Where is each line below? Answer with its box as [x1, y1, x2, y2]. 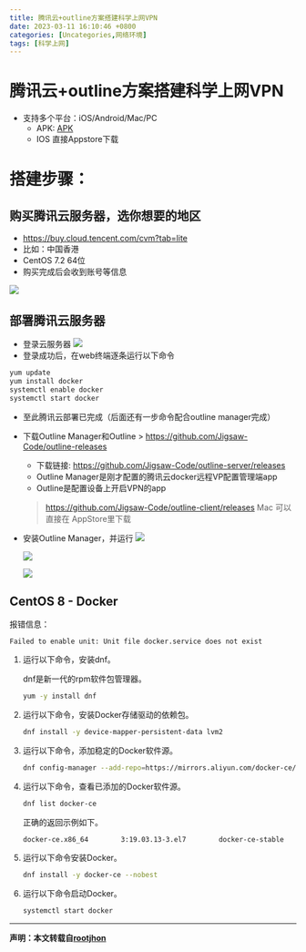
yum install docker [9, 376, 84, 385]
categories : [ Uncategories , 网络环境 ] [9, 30, 148, 39]
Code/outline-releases [22, 441, 107, 452]
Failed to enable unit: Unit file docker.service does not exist [9, 637, 262, 647]
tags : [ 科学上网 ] [9, 38, 70, 48]
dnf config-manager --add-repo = [22, 763, 146, 773]
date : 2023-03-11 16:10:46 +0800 [9, 22, 137, 31]
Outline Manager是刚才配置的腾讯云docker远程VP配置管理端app [36, 471, 278, 482]
